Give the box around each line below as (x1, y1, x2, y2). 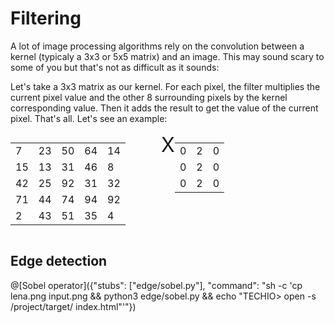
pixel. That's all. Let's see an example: (10, 112, 168, 124)
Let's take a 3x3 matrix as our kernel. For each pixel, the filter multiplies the (10, 80, 321, 92)
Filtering (10, 7, 82, 30)
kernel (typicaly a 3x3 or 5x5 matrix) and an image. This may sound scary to (10, 50, 325, 62)
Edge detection (10, 253, 108, 270)
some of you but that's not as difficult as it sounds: (10, 61, 220, 73)
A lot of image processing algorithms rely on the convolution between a (10, 40, 305, 52)
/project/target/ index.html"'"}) (10, 300, 137, 312)
